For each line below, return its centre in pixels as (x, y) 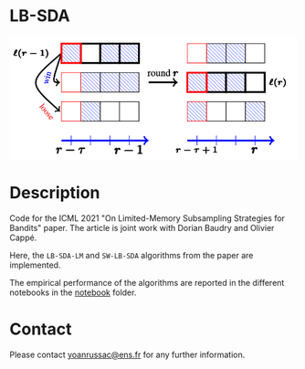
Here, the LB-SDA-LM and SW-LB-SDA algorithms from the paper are (131, 255)
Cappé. (23, 237)
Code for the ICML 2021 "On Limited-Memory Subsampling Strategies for (147, 218)
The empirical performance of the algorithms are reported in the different (147, 282)
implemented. (35, 265)
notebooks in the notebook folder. (73, 292)
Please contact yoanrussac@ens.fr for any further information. (127, 354)
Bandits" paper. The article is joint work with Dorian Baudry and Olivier (142, 227)
